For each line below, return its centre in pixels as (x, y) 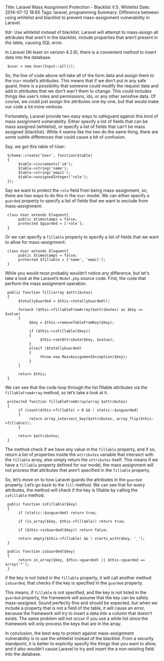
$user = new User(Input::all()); (41, 66)
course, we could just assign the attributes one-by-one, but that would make (82, 102)
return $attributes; (39, 436)
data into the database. (28, 57)
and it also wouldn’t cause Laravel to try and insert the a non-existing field (80, 649)
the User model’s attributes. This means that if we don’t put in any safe (76, 81)
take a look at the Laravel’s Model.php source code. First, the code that (76, 278)
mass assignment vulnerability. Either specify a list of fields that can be (76, 121)
